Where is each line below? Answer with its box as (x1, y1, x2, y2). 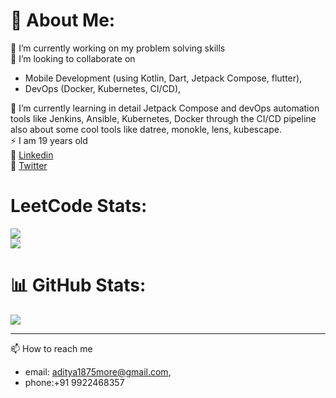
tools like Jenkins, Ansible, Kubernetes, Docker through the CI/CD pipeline (10, 112, 317, 124)
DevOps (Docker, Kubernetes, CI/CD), (24, 82, 182, 94)
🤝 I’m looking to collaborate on (10, 52, 136, 64)
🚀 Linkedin (10, 149, 54, 161)
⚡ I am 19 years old (10, 134, 88, 146)
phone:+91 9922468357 (24, 376, 125, 388)
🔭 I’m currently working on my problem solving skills (10, 42, 226, 54)
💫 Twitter (10, 159, 48, 171)
